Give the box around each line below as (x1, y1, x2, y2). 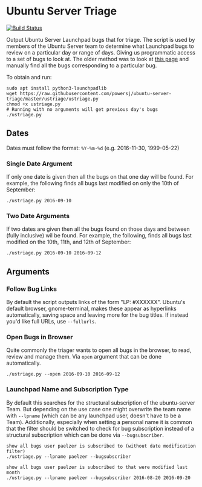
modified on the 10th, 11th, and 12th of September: (6, 238, 131, 246)
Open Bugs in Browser (6, 333, 73, 341)
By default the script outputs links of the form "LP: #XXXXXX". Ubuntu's (6, 299, 186, 306)
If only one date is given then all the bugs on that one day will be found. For (6, 173, 194, 181)
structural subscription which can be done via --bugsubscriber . (6, 431, 165, 439)
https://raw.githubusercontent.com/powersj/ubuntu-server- (19, 90, 172, 96)
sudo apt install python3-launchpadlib (6, 85, 107, 91)
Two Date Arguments (6, 211, 70, 220)
